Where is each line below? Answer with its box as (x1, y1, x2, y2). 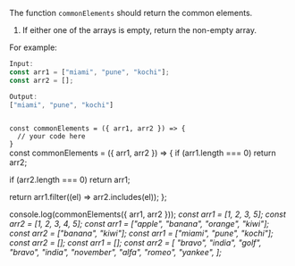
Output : (9, 92, 38, 101)
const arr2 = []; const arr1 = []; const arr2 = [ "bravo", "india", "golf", (9, 237, 262, 248)
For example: (9, 42, 58, 53)
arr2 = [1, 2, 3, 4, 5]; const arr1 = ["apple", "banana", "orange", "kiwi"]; (9, 219, 270, 229)
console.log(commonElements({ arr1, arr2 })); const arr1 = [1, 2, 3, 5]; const (9, 209, 286, 220)
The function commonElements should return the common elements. (9, 8, 253, 18)
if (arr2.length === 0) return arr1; (9, 174, 131, 186)
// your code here (17, 132, 87, 141)
